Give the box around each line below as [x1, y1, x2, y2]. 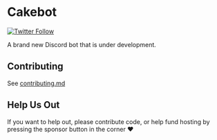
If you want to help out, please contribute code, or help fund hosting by [7, 117, 210, 125]
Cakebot [7, 4, 57, 20]
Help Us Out [7, 99, 60, 111]
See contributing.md [7, 79, 66, 87]
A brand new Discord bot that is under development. [7, 40, 157, 49]
